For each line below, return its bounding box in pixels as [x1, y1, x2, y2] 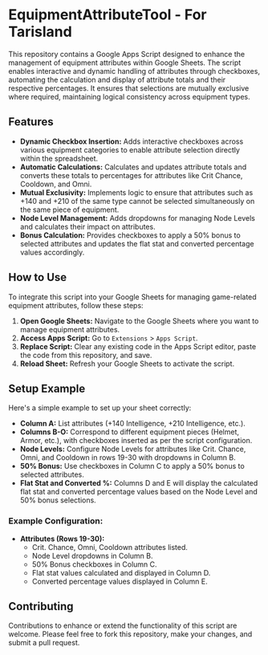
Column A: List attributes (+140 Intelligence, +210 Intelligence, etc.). [19, 419, 246, 429]
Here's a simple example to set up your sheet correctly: [8, 403, 192, 413]
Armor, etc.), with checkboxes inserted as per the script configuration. [19, 436, 253, 445]
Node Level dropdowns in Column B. [31, 551, 153, 560]
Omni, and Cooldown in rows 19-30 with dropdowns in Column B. [19, 453, 237, 462]
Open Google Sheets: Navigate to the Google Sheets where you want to [19, 315, 259, 326]
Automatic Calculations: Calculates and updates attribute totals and [19, 162, 247, 172]
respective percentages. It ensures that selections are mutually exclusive [8, 83, 250, 93]
